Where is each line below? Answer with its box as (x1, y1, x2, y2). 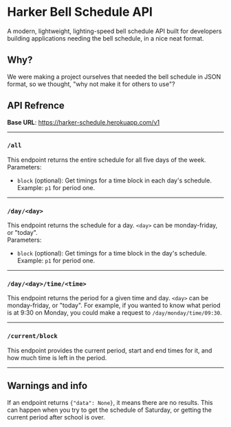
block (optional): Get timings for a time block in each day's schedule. (16, 176, 212, 185)
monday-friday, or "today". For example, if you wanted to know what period (7, 301, 221, 310)
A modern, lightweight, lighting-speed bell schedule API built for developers (7, 27, 222, 35)
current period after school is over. (7, 413, 105, 421)
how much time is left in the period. (7, 353, 107, 362)
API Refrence (7, 100, 65, 112)
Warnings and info (7, 380, 88, 392)
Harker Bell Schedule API (7, 4, 153, 20)
